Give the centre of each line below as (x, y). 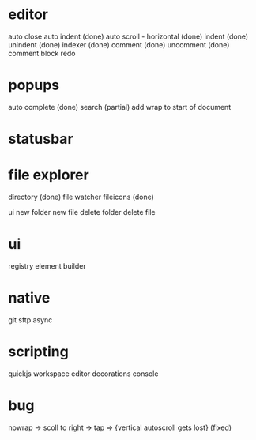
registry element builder (47, 265)
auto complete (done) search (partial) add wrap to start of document (120, 107)
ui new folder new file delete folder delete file (82, 212)
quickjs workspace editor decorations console (83, 374)
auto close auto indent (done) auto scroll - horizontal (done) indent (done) (128, 36)
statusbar (41, 139)
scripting (38, 352)
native (29, 298)
